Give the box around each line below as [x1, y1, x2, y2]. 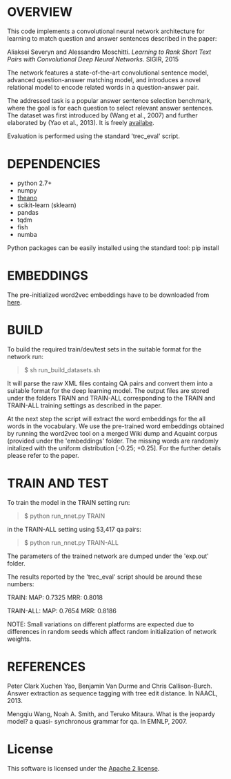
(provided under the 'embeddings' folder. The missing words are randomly [7, 436, 219, 445]
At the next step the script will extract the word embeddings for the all [7, 414, 205, 423]
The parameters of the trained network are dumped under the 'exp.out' [7, 552, 209, 560]
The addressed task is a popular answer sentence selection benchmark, [7, 96, 212, 104]
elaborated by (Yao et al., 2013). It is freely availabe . [7, 118, 155, 126]
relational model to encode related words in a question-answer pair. [7, 83, 199, 91]
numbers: [7, 579, 34, 588]
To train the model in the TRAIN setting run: [7, 498, 130, 506]
